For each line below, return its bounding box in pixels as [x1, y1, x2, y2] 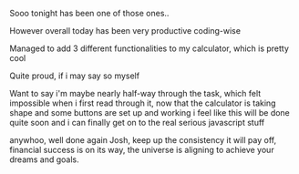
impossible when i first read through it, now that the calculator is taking [9, 97, 276, 108]
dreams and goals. [9, 154, 79, 165]
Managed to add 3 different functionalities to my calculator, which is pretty [9, 43, 290, 54]
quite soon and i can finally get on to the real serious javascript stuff [9, 118, 265, 128]
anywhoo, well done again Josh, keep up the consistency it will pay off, [9, 135, 276, 145]
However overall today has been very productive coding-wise [9, 26, 242, 36]
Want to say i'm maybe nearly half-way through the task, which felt [9, 88, 262, 98]
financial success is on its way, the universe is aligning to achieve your [9, 145, 275, 155]
